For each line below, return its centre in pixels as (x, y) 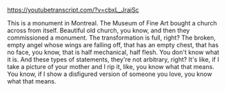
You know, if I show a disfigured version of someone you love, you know (110, 74)
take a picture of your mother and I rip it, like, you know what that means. (111, 67)
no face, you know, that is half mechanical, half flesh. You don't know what (113, 52)
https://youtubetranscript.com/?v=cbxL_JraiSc (73, 10)
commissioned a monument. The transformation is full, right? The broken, (111, 38)
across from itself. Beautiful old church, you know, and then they (99, 30)
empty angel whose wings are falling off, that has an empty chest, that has (113, 45)
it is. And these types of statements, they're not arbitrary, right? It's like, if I (113, 60)
